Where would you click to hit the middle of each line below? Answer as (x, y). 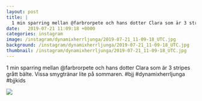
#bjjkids (16, 80)
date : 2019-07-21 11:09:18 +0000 (51, 28)
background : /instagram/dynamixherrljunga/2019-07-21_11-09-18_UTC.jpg (98, 45)
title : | (17, 17)
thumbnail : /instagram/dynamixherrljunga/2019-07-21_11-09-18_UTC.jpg (96, 51)
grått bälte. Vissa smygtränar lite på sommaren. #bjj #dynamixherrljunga (96, 74)
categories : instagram (35, 34)
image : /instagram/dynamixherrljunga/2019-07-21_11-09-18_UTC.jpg (91, 39)
